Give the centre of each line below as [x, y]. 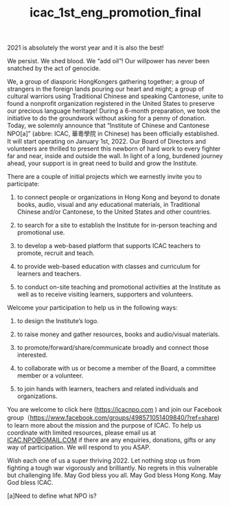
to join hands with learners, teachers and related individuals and [107, 389]
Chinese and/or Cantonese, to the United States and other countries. [114, 212]
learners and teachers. [49, 274]
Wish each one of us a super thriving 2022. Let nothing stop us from [104, 461]
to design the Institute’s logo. [58, 321]
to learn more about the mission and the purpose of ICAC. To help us [104, 426]
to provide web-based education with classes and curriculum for [108, 267]
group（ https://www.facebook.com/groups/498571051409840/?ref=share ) [113, 418]
